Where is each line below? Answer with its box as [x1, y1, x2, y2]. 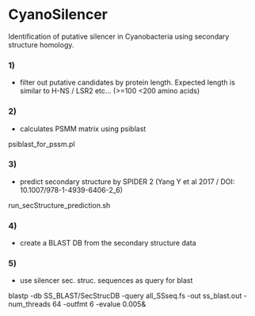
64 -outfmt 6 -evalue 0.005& [52, 299, 147, 309]
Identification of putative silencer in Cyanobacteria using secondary [8, 32, 230, 41]
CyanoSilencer [8, 6, 108, 24]
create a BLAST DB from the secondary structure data [19, 239, 196, 248]
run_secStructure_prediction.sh [8, 200, 111, 210]
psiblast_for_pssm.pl [8, 139, 75, 149]
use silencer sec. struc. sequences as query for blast [19, 276, 193, 285]
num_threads [8, 299, 51, 309]
